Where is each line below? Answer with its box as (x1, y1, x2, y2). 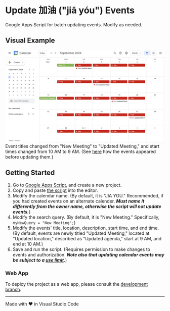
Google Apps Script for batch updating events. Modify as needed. (5, 21, 143, 28)
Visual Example (5, 36, 55, 45)
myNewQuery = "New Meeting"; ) (12, 219, 76, 225)
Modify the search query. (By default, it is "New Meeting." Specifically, (12, 214, 160, 220)
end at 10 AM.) (12, 241, 44, 247)
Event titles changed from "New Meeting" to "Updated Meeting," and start (5, 143, 160, 149)
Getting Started (5, 169, 55, 177)
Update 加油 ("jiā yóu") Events (5, 5, 135, 16)
